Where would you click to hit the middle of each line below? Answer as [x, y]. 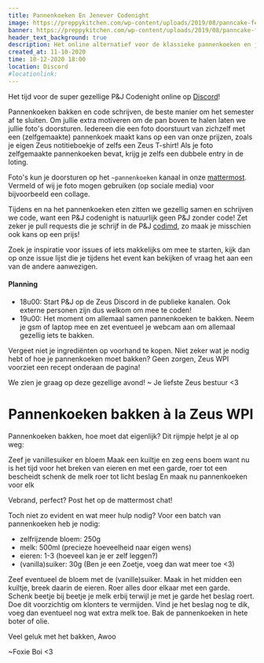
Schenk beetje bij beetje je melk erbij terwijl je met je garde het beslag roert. [131, 596]
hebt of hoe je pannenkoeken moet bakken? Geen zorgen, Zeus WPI [119, 358]
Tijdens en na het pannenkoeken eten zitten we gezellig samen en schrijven [131, 209]
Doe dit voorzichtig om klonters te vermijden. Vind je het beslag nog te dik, [129, 604]
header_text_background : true [58, 37]
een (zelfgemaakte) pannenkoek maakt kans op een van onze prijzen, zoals [130, 137]
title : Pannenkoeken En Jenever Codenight [79, 15]
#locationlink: [33, 74]
